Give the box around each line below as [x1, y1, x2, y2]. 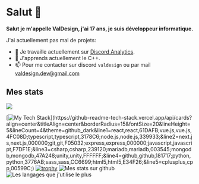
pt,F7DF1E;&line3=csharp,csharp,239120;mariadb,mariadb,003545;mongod [6, 145, 192, 152]
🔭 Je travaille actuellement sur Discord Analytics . [14, 48, 135, 55]
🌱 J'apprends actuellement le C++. [14, 54, 100, 61]
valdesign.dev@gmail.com [14, 70, 80, 77]
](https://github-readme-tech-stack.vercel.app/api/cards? [50, 114, 192, 121]
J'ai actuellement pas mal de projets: [6, 36, 96, 43]
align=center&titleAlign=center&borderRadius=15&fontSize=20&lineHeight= [6, 120, 191, 127]
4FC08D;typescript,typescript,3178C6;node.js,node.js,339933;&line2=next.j [6, 133, 192, 140]
